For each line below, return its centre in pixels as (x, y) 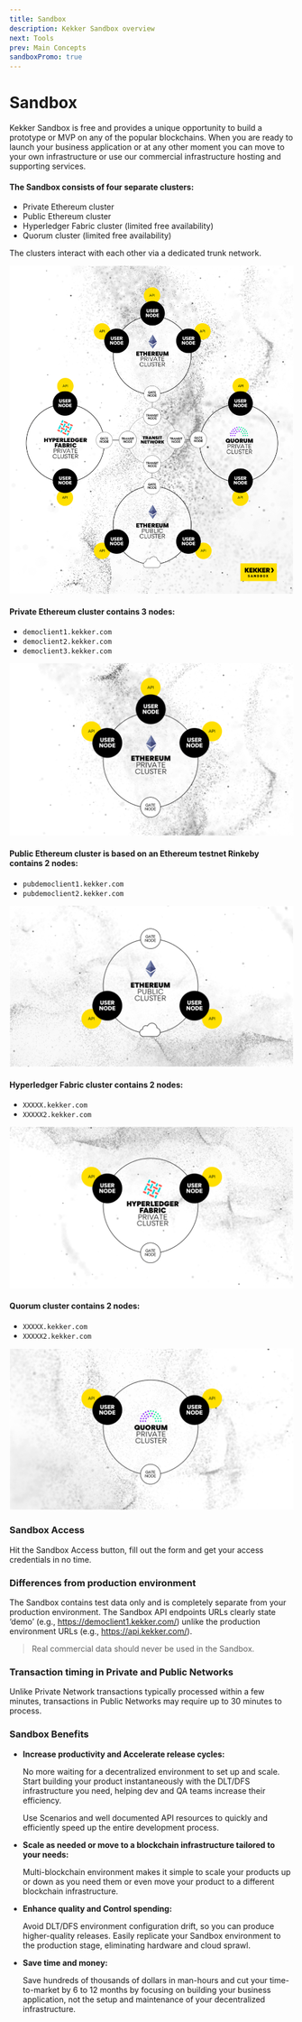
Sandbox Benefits (49, 1734)
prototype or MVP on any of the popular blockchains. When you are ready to (151, 138)
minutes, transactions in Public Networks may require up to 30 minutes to (146, 1702)
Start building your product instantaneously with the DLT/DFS (136, 1781)
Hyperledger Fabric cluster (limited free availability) (118, 226)
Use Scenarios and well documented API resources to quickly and (145, 1817)
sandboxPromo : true (46, 57)
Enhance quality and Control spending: (97, 1908)
